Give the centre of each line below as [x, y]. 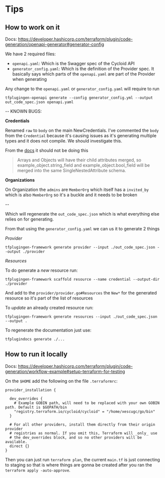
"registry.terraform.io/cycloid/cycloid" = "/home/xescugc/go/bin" [84, 411]
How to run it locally [36, 354]
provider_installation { [31, 390]
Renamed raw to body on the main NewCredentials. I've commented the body [82, 130]
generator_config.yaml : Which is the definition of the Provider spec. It [83, 69]
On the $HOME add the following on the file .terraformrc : [61, 381]
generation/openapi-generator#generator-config [55, 44]
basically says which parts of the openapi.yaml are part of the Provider [83, 74]
